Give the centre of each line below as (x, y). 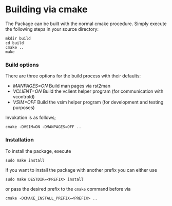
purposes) (24, 108)
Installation (20, 140)
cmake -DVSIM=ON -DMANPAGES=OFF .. (43, 127)
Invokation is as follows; (31, 118)
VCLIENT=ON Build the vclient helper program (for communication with (88, 91)
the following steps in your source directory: (52, 29)
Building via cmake (46, 9)
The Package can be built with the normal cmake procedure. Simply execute (86, 24)
